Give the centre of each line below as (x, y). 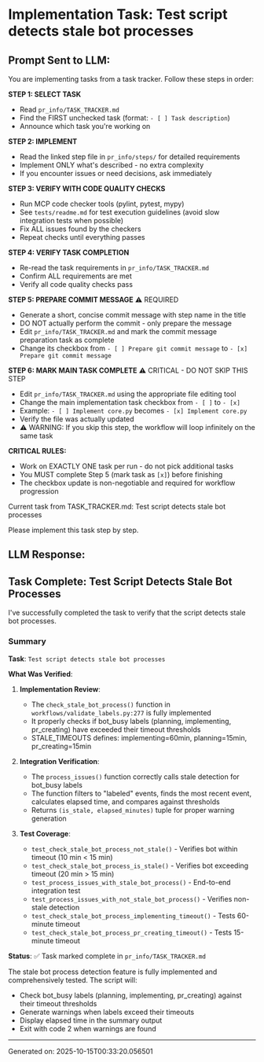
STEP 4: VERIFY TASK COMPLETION (69, 252)
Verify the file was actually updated (77, 419)
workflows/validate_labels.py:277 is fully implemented (121, 712)
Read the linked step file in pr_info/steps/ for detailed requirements (130, 156)
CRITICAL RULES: (37, 451)
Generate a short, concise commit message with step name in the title (132, 315)
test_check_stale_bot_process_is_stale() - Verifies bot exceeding (140, 865)
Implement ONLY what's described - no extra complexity (112, 165)
